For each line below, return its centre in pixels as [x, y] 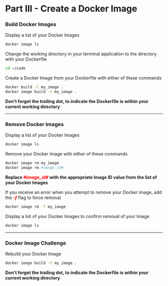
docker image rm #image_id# [34, 168]
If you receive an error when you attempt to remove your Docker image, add [83, 192]
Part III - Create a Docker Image [71, 9]
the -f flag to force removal [33, 197]
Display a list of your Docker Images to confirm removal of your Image [77, 216]
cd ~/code [15, 68]
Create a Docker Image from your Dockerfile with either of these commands [83, 78]
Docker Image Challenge [36, 243]
